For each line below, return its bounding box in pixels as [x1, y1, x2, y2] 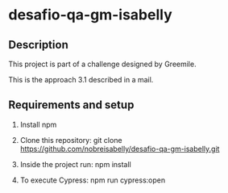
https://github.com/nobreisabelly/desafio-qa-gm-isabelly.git [19, 144, 220, 153]
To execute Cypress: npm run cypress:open [19, 175, 166, 185]
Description [8, 38, 68, 52]
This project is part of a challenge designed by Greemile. [8, 59, 197, 69]
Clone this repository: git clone [19, 135, 122, 145]
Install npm [19, 120, 57, 129]
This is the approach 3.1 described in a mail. [8, 75, 154, 84]
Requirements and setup [8, 99, 135, 112]
